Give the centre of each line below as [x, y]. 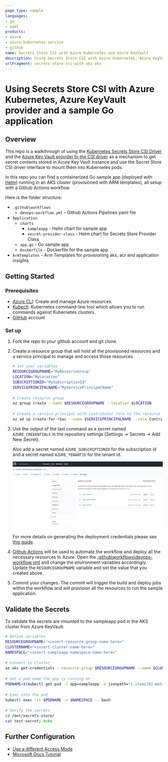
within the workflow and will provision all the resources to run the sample [87, 588]
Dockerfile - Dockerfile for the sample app [64, 250]
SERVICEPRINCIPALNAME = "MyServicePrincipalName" [63, 387]
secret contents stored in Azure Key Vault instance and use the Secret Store [83, 162]
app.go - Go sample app [44, 245]
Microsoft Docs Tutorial [36, 754]
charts [27, 224]
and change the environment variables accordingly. [94, 562]
